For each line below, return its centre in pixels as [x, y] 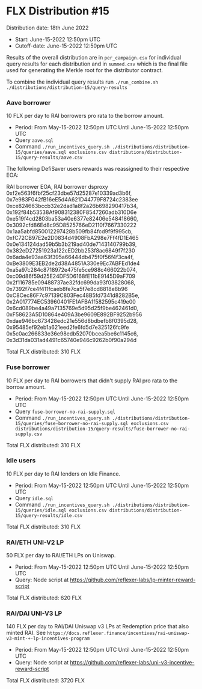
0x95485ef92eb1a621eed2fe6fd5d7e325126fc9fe [68, 327]
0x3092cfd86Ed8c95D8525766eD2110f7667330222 [72, 225]
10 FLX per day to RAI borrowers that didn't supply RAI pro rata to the [92, 381]
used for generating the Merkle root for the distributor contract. [85, 70]
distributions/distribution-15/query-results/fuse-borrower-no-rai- [103, 429]
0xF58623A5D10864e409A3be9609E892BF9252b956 [74, 314]
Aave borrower [29, 102]
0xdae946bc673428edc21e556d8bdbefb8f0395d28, [72, 321]
